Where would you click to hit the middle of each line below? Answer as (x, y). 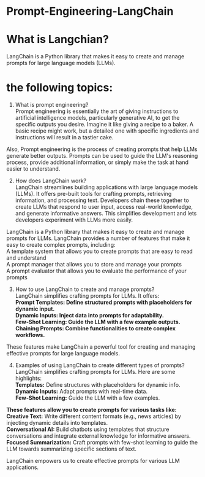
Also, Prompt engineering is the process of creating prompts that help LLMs (102, 149)
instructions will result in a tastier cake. (64, 138)
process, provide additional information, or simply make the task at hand (97, 162)
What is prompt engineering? (52, 105)
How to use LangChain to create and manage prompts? (85, 289)
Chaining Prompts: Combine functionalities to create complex (95, 328)
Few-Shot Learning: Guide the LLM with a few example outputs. (98, 322)
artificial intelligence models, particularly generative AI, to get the (97, 118)
